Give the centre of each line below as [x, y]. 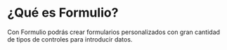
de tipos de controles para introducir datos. [70, 39]
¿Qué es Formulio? [63, 13]
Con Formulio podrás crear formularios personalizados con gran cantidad [113, 32]
